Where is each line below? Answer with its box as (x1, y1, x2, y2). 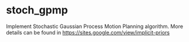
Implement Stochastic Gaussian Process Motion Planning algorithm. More (6, 23, 183, 30)
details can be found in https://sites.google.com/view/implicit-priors (6, 29, 170, 36)
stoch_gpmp (6, 3, 68, 17)
